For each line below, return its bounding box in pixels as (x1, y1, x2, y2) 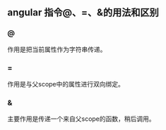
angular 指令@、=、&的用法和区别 (7, 6, 159, 19)
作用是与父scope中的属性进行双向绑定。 (7, 79, 125, 88)
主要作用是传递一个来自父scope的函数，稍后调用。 (7, 115, 155, 123)
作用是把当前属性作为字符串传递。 (7, 45, 107, 53)
